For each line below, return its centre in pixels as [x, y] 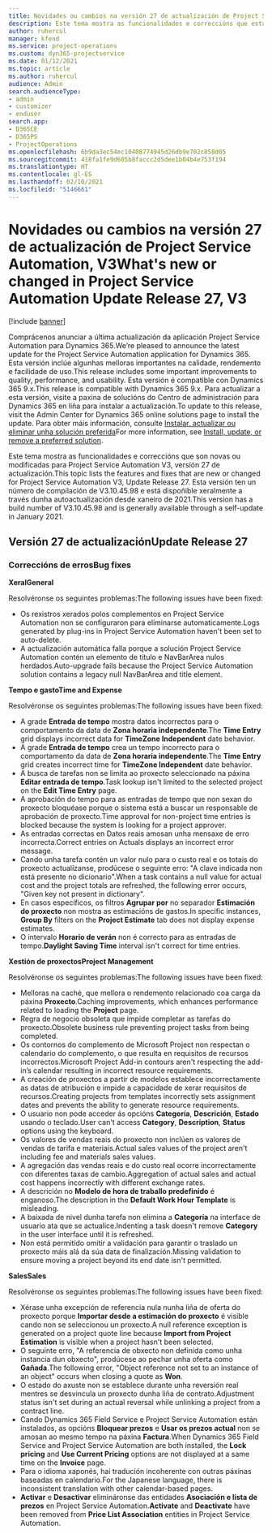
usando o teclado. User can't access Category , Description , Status [132, 1122]
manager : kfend [34, 39]
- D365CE [23, 129]
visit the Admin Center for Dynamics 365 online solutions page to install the [134, 414]
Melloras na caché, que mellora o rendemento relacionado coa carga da [140, 993]
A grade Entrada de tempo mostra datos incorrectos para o [119, 722]
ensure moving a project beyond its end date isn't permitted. [121, 1260]
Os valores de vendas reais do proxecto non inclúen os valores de [130, 1140]
